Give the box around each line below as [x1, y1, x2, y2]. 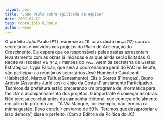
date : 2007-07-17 [5, 16, 40, 21]
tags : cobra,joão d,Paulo [5, 20, 57, 26]
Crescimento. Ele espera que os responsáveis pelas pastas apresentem [5, 49, 148, 55]
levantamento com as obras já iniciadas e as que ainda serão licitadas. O [5, 54, 151, 60]
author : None [5, 25, 32, 30]
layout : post [5, 7, 32, 12]
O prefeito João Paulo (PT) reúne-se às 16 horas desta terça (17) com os [5, 39, 150, 44]
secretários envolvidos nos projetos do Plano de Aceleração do [5, 44, 132, 50]
